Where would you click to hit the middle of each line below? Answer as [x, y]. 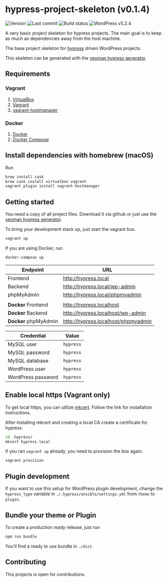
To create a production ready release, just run [53, 527]
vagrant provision [24, 461]
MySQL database [28, 361]
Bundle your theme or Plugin [51, 515]
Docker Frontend [28, 305]
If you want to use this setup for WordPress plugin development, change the [84, 489]
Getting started [30, 202]
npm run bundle [21, 537]
